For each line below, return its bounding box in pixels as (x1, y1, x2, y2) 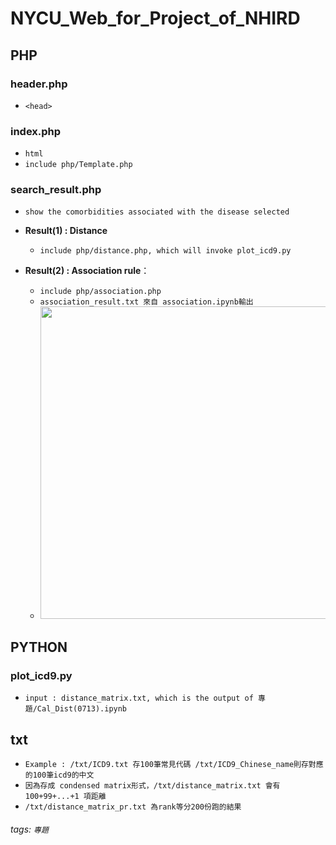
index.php (10, 124, 62, 138)
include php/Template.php (24, 160, 133, 170)
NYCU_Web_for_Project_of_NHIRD (10, 7, 301, 30)
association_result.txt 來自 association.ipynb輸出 (39, 297, 254, 307)
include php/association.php (39, 287, 162, 297)
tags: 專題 (10, 823, 49, 835)
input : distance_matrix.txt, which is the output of (24, 693, 254, 704)
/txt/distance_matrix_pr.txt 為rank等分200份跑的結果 (24, 802, 242, 812)
